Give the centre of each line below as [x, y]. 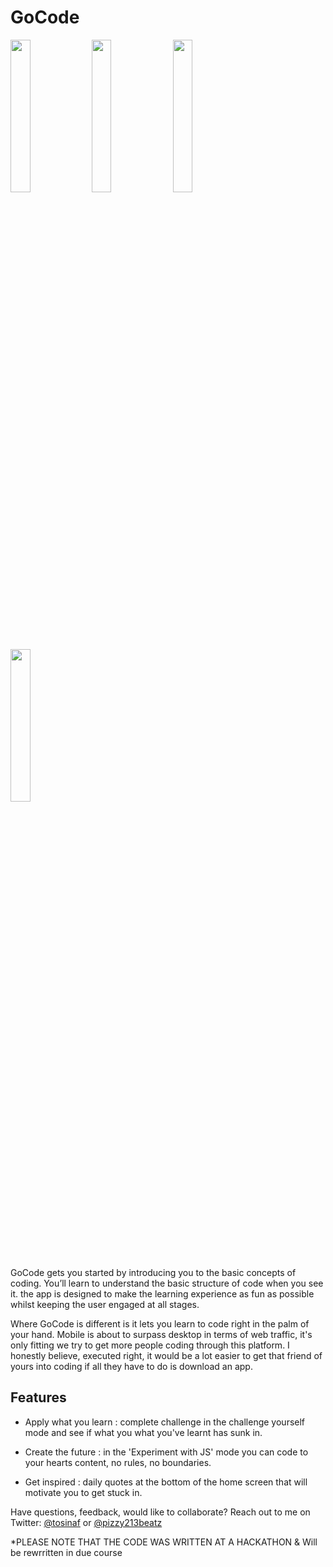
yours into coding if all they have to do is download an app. [131, 1366]
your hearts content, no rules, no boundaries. [118, 1462]
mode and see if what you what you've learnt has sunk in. [143, 1432]
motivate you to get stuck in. [83, 1492]
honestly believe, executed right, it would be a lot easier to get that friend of [166, 1355]
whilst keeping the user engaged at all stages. [105, 1304]
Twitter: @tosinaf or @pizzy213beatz [86, 1522]
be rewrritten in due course [66, 1552]
